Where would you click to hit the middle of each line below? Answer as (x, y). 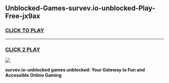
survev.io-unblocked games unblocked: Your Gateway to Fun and (75, 69)
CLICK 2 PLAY (23, 49)
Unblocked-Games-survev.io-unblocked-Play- (80, 8)
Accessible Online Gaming (33, 75)
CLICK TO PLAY (25, 31)
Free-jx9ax (23, 16)
